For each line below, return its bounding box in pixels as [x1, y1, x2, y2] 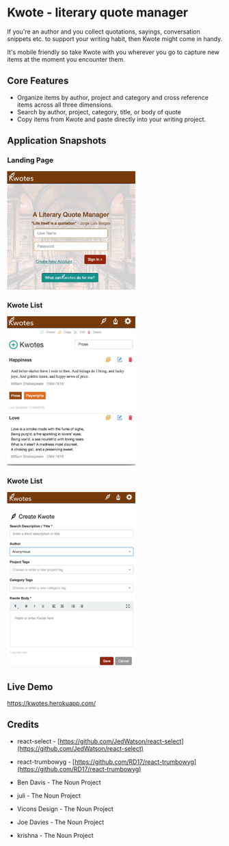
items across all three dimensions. [16, 101, 113, 109]
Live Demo [7, 681, 53, 693]
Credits [7, 719, 40, 730]
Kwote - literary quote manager [7, 5, 189, 21]
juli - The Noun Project [16, 791, 81, 799]
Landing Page [7, 155, 54, 165]
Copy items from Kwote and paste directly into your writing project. [16, 115, 206, 123]
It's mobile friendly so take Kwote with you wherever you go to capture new [7, 48, 220, 56]
